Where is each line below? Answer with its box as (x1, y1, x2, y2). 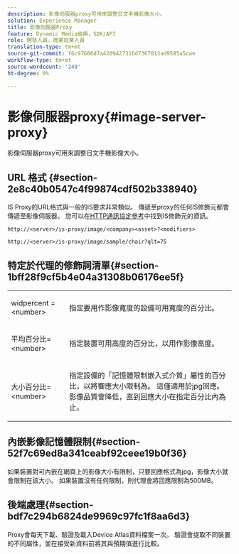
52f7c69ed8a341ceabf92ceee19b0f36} (7, 447, 187, 460)
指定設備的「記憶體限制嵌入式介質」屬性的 (68, 371, 212, 381)
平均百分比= (11, 335, 52, 344)
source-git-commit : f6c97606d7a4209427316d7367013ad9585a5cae (7, 50, 196, 58)
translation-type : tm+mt (7, 43, 81, 50)
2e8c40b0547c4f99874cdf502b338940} (7, 183, 198, 195)
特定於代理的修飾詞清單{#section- (7, 259, 159, 271)
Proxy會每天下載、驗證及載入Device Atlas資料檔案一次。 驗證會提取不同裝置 (7, 530, 231, 538)
